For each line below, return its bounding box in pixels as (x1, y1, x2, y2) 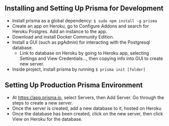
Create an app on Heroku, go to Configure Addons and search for (12, 23, 149, 29)
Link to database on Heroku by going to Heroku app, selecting (19, 50, 149, 56)
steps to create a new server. (12, 100, 73, 106)
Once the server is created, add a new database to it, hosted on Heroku (12, 105, 161, 111)
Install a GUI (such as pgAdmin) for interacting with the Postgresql (12, 39, 150, 45)
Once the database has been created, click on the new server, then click (12, 110, 163, 116)
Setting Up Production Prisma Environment (5, 81, 143, 89)
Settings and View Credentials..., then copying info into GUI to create (19, 55, 163, 61)
